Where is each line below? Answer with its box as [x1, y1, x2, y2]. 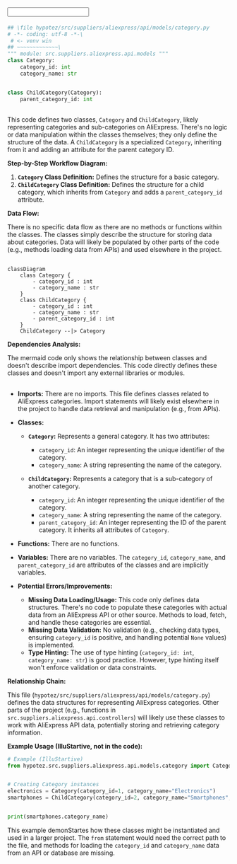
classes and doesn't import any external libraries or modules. [7, 369, 186, 377]
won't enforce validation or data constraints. [28, 663, 157, 672]
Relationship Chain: [7, 676, 66, 685]
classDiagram [7, 266, 46, 273]
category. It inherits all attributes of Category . [38, 525, 169, 534]
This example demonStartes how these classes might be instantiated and [7, 826, 220, 834]
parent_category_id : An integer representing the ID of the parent [38, 518, 226, 526]
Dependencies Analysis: [7, 340, 81, 349]
